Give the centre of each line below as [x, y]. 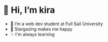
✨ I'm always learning [32, 34]
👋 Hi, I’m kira [29, 10]
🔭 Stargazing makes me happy [41, 29]
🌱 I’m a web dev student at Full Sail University [56, 24]
